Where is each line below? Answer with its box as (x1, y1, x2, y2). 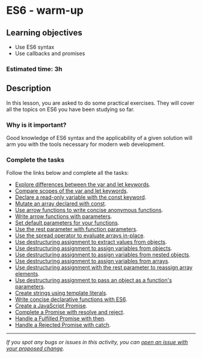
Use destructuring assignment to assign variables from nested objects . (14, 251, 191, 258)
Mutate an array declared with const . (14, 200, 106, 207)
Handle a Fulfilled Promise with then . (14, 315, 106, 322)
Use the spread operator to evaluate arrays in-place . (14, 232, 145, 239)
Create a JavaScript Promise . (14, 302, 88, 309)
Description (6, 83, 51, 94)
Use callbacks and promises (14, 50, 85, 57)
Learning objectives (6, 28, 83, 38)
